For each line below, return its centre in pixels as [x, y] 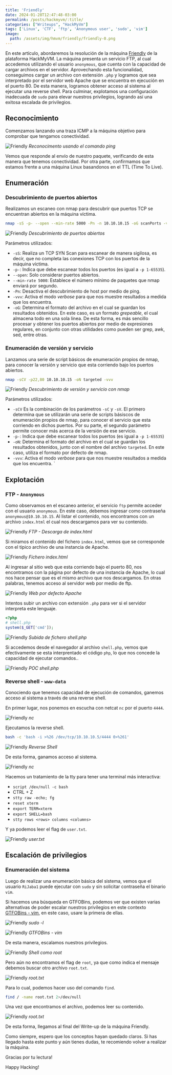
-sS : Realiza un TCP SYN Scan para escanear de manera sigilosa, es [85, 253]
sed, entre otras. [30, 335]
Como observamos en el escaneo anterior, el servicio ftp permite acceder [84, 506]
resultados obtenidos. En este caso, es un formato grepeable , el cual [85, 313]
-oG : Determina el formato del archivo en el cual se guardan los [79, 307]
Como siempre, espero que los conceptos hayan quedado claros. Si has [81, 1037]
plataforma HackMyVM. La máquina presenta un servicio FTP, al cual [78, 58]
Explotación [25, 480]
